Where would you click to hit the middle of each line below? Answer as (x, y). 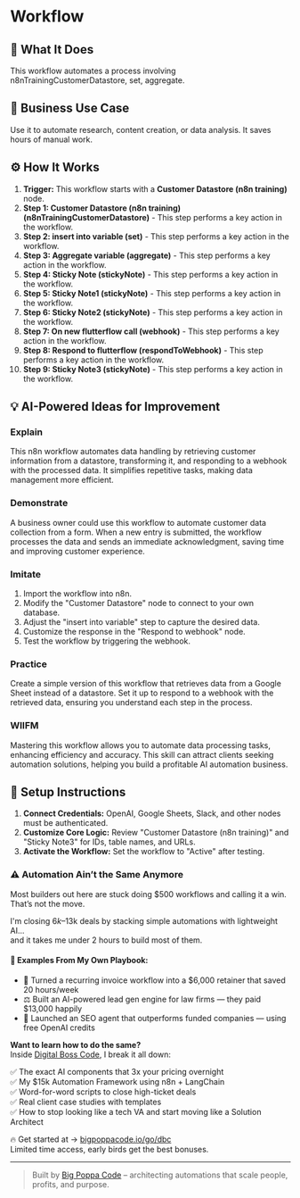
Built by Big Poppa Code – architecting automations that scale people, (160, 1175)
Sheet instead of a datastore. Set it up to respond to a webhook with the (142, 693)
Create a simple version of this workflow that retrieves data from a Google (146, 684)
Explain (27, 432)
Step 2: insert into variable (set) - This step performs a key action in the (156, 236)
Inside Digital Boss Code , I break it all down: (91, 1054)
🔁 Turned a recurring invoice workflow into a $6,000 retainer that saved (154, 980)
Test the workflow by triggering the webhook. (106, 641)
